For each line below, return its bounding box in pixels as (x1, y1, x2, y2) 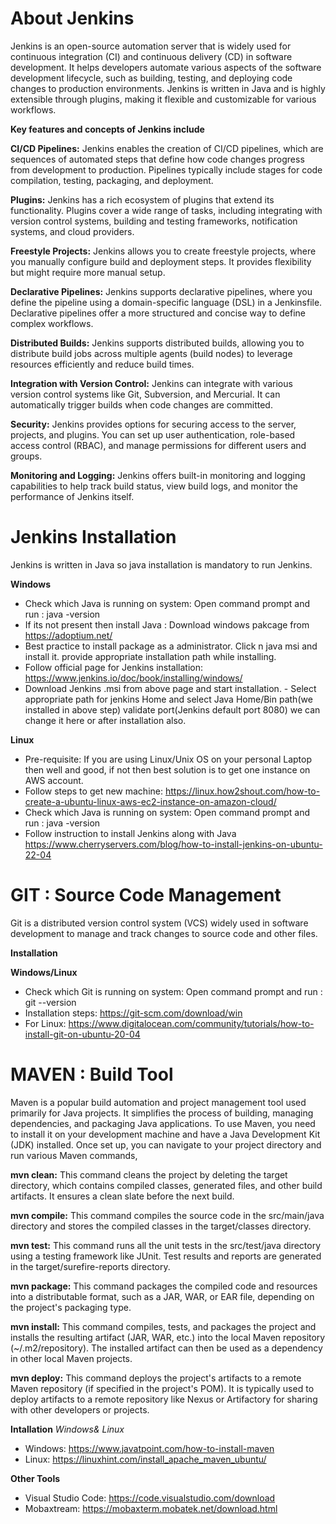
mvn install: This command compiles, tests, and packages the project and (10, 1320, 317, 1332)
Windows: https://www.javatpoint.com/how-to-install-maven (24, 1442, 275, 1454)
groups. (10, 450, 43, 462)
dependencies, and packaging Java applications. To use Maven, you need (10, 1117, 316, 1129)
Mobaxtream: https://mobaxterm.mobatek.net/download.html (24, 1502, 278, 1514)
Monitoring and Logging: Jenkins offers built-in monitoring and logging (10, 469, 306, 481)
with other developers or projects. (10, 1403, 150, 1416)
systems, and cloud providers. (10, 225, 135, 237)
